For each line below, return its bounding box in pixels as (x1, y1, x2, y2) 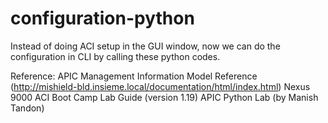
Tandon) (10, 102, 45, 114)
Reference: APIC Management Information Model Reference (10, 70, 258, 82)
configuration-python (10, 7, 195, 30)
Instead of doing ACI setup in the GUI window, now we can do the (10, 40, 281, 52)
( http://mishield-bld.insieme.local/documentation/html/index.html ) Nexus (10, 80, 311, 92)
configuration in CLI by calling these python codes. (10, 50, 221, 62)
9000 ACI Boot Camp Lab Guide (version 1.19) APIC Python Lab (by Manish (10, 91, 319, 103)
